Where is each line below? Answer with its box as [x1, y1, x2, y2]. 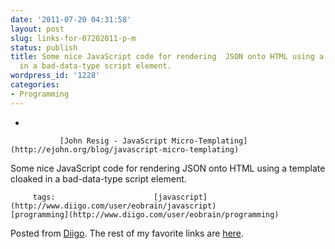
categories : [10, 80, 60, 90]
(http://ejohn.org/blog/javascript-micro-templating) [10, 144, 240, 155]
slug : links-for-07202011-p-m [10, 33, 137, 43]
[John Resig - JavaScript [59, 136, 168, 146]
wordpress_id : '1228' [10, 71, 101, 81]
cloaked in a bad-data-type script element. [10, 172, 187, 185]
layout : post [10, 24, 65, 34]
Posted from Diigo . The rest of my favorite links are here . [10, 227, 245, 239]
